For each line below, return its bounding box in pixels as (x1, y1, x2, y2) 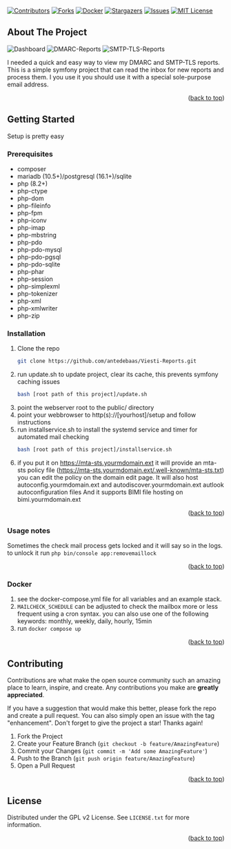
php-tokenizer (17, 289, 58, 297)
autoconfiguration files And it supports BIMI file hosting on (17, 487, 183, 496)
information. (7, 821, 42, 829)
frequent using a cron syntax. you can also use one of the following (17, 609, 209, 618)
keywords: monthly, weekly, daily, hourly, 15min (17, 617, 152, 625)
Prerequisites (7, 149, 53, 159)
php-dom (17, 194, 44, 202)
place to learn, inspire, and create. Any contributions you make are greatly (7, 683, 219, 692)
